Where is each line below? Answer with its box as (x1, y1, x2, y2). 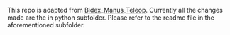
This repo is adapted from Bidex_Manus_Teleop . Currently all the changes (7, 6, 224, 14)
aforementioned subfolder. (7, 21, 85, 29)
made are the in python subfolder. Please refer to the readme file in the (7, 13, 214, 22)
